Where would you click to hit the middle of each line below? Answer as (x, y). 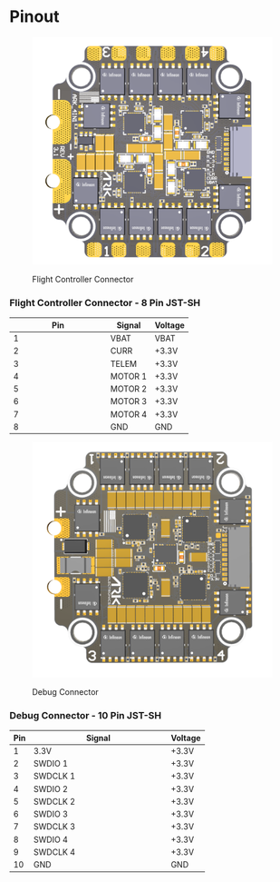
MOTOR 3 (129, 401)
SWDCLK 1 (54, 776)
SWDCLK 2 (54, 801)
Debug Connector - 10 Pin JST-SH (85, 715)
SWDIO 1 (50, 764)
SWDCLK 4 (54, 852)
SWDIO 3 (50, 814)
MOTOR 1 (129, 376)
